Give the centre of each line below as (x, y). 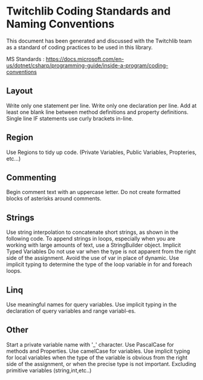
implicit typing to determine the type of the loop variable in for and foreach (99, 264)
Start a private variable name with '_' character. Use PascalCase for (90, 344)
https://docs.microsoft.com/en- (85, 59)
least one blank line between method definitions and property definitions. (98, 112)
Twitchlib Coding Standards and (89, 11)
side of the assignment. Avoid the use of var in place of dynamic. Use (93, 258)
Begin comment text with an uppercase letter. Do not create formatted (93, 192)
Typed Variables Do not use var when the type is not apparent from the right (101, 252)
